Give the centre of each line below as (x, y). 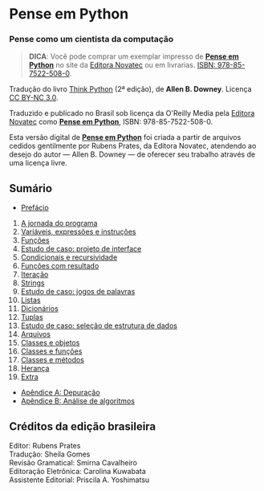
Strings (32, 283)
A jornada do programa (59, 223)
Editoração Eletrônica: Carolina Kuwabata (78, 472)
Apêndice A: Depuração (60, 393)
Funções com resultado (60, 266)
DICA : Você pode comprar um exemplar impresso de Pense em (134, 56)
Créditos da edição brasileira (83, 426)
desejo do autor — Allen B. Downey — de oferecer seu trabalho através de (132, 154)
